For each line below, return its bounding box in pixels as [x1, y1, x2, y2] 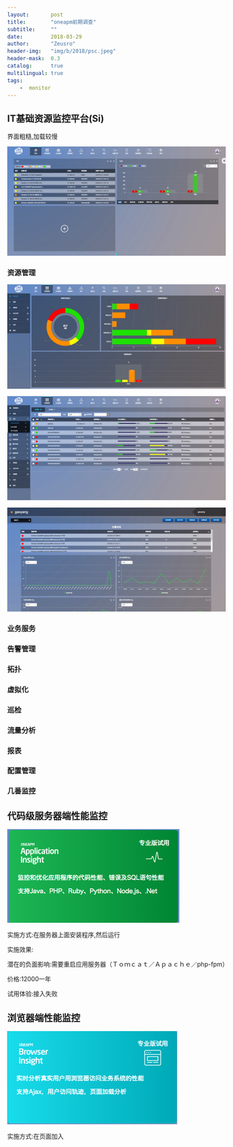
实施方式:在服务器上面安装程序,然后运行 [7, 931, 121, 939]
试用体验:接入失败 [7, 990, 58, 998]
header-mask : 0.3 [7, 55, 60, 62]
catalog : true [7, 62, 64, 69]
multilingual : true [7, 69, 64, 76]
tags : [7, 77, 23, 84]
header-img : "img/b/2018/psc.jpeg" [7, 48, 116, 55]
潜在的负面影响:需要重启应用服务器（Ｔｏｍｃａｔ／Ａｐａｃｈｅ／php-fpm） [7, 960, 229, 969]
